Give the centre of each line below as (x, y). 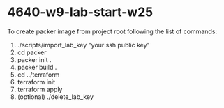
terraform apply (40, 89)
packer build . (37, 67)
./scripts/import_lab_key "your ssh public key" (83, 45)
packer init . (34, 59)
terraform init (36, 82)
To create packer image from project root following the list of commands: (112, 31)
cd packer (32, 52)
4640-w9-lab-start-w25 (80, 12)
